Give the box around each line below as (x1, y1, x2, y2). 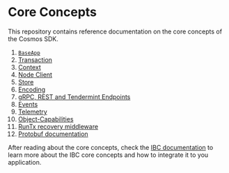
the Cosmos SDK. (8, 34, 58, 43)
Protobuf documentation (17, 130, 89, 138)
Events (17, 100, 38, 108)
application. (8, 158, 42, 166)
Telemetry (17, 107, 47, 116)
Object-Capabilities (17, 114, 74, 123)
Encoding (17, 85, 46, 93)
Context (17, 63, 41, 71)
